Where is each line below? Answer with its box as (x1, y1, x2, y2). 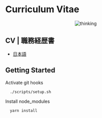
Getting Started (5, 66, 56, 75)
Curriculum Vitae (5, 4, 80, 15)
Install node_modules (5, 98, 50, 105)
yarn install (10, 108, 38, 113)
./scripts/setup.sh (10, 89, 52, 95)
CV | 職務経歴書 (5, 37, 55, 45)
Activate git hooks (5, 79, 43, 85)
